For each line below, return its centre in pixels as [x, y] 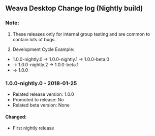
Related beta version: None [41, 105]
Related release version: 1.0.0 [43, 94]
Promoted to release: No [38, 99]
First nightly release [33, 128]
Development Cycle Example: [43, 49]
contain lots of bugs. [34, 39]
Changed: [16, 117]
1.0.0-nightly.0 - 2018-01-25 [41, 83]
